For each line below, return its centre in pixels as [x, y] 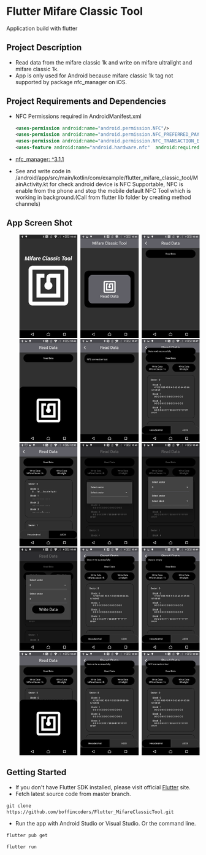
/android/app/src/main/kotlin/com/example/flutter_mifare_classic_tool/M [106, 178]
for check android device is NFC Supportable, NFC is [116, 184]
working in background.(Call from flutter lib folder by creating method [103, 197]
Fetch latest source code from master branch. [73, 794]
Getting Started [36, 772]
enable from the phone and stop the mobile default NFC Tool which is [103, 191]
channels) [28, 204]
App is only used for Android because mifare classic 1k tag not [94, 76]
